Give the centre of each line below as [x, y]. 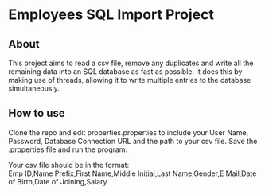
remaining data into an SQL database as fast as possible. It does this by [125, 72]
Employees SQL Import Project [111, 15]
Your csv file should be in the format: [69, 165]
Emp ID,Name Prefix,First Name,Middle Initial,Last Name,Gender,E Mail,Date [132, 173]
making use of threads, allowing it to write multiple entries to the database [130, 80]
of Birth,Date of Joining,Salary [58, 181]
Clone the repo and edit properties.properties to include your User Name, [129, 132]
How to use [37, 113]
